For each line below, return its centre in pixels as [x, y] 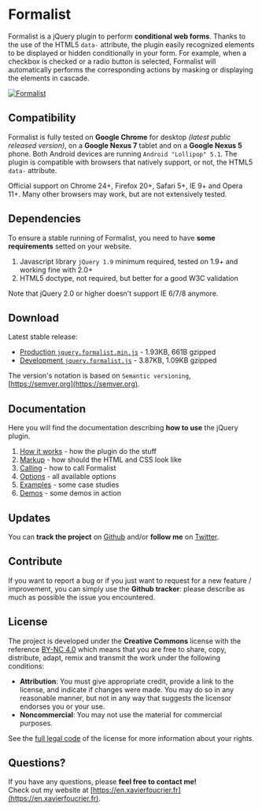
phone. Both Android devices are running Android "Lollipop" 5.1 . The [123, 153]
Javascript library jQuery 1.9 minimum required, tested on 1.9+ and [129, 261]
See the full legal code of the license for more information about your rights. [131, 738]
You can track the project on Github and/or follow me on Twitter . [114, 537]
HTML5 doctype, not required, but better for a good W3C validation [129, 278]
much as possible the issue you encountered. [82, 597]
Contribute [35, 561]
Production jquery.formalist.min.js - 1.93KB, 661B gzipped [118, 352]
